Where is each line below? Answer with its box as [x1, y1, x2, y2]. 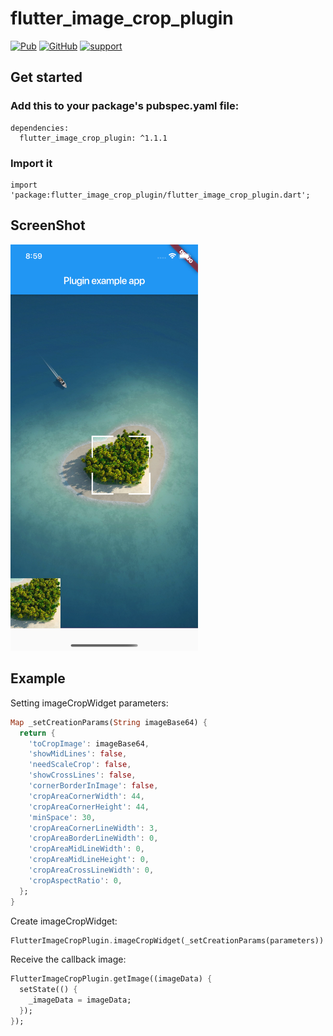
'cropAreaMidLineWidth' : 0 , [28, 844, 145, 854]
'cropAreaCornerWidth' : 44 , [28, 791, 145, 801]
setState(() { [19, 985, 78, 995]
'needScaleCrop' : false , [28, 760, 132, 770]
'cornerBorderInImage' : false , [28, 781, 159, 791]
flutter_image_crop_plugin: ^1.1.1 [19, 133, 168, 143]
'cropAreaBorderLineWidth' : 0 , [28, 833, 159, 844]
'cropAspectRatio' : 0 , [28, 875, 123, 886]
